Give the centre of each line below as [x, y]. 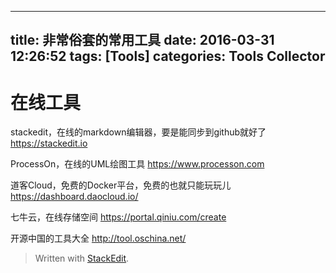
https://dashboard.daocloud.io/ [74, 197]
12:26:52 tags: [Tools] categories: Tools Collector [168, 56]
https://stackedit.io [49, 143]
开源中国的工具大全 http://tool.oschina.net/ [98, 238]
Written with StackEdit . [82, 258]
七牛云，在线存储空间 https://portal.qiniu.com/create [118, 217]
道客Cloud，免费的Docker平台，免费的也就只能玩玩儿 [121, 185]
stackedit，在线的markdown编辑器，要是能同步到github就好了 [138, 132]
